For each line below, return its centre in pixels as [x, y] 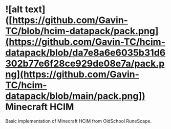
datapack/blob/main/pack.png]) [76, 96]
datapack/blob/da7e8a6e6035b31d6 [85, 53]
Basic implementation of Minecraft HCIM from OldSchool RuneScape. [79, 121]
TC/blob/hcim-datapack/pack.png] [82, 31]
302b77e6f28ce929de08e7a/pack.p [85, 63]
